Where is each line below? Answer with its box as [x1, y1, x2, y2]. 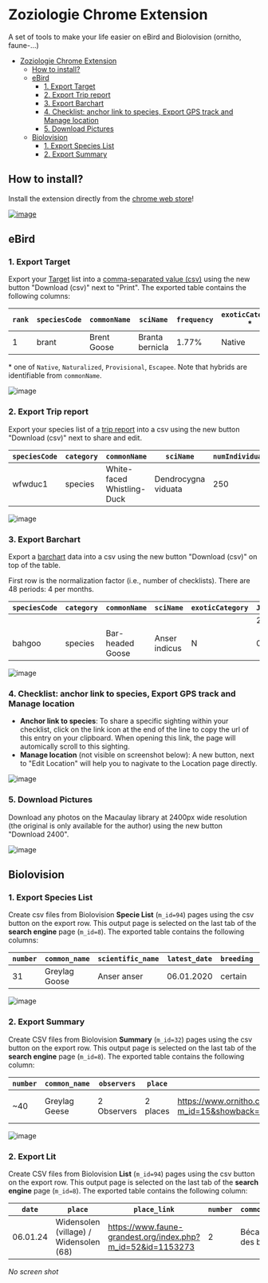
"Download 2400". [8, 829, 69, 839]
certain [220, 971, 247, 982]
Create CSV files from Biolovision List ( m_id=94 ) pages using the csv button [8, 1169, 255, 1178]
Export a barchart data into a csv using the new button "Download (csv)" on [8, 552, 258, 562]
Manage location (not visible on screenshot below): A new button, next [19, 750, 255, 760]
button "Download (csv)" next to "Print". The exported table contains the [8, 283, 247, 292]
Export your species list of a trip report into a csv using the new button [8, 424, 240, 434]
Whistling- [105, 483, 146, 495]
